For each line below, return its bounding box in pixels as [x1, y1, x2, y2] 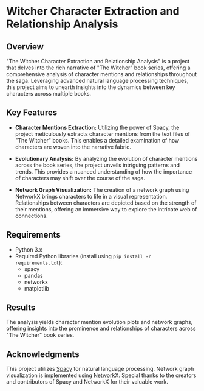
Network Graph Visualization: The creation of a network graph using [15, 186, 189, 193]
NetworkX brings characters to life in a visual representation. [15, 192, 168, 200]
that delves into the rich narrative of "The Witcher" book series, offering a [6, 64, 191, 71]
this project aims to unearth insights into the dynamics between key [6, 83, 175, 91]
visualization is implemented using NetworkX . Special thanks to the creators [6, 372, 197, 379]
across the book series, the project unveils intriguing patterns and [15, 161, 180, 169]
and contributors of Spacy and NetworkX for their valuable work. [6, 378, 169, 386]
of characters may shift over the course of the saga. [15, 174, 146, 181]
